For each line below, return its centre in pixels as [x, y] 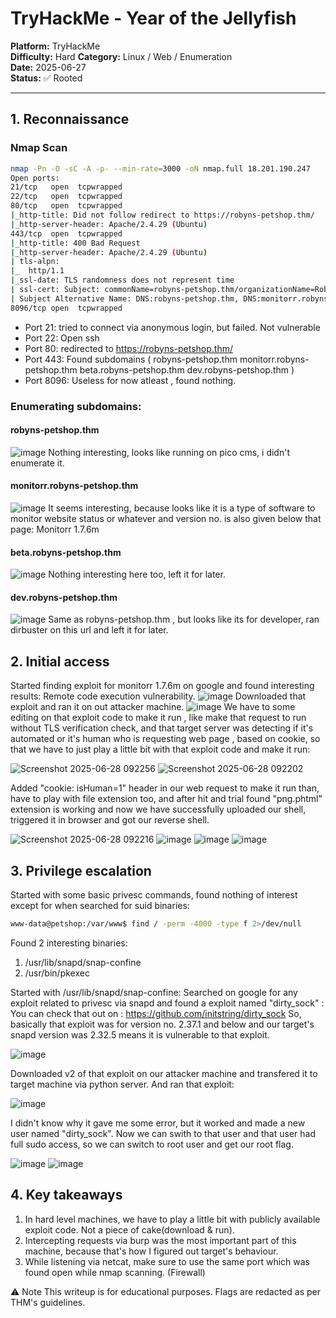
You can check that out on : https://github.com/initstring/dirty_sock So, [156, 1013]
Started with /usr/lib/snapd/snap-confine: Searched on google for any [154, 992]
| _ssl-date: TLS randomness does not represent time [122, 280]
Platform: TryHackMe [55, 46]
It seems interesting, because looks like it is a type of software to [182, 508]
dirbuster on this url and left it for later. [89, 630]
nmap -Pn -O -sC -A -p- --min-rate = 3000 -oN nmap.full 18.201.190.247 [160, 168]
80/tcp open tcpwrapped [66, 206]
